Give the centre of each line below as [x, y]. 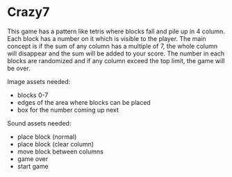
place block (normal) [47, 137]
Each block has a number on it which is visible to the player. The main [107, 38]
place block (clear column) [56, 144]
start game [33, 166]
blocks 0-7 [33, 95]
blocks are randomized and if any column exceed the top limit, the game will [116, 60]
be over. [19, 68]
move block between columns [60, 151]
